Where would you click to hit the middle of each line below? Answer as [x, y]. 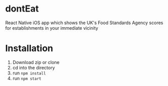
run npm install [29, 73]
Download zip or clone [36, 62]
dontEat [22, 9]
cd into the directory [34, 67]
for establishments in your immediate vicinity [52, 28]
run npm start [27, 78]
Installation [29, 49]
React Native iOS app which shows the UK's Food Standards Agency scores [84, 23]
